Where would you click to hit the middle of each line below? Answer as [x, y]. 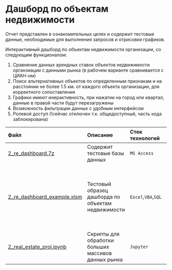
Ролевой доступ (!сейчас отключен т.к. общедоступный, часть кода [87, 114]
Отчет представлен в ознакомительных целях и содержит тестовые [80, 34]
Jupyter [139, 247]
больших [98, 246]
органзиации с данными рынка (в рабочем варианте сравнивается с [88, 70]
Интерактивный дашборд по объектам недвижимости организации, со [83, 49]
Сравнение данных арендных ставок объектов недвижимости [81, 65]
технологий [145, 138]
